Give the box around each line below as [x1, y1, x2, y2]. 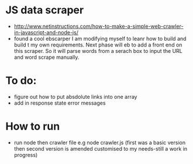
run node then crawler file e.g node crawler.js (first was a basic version [13, 139, 185, 146]
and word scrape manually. [13, 54, 80, 60]
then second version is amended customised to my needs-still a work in [13, 145, 188, 152]
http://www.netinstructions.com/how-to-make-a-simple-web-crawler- [13, 23, 184, 30]
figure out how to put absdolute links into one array [13, 93, 137, 100]
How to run [5, 120, 60, 133]
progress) [13, 151, 38, 158]
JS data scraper [5, 3, 84, 17]
